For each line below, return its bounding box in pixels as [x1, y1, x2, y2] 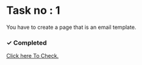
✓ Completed [6, 39, 47, 47]
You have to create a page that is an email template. [6, 23, 137, 31]
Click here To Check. [6, 52, 59, 60]
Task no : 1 [6, 4, 60, 17]
